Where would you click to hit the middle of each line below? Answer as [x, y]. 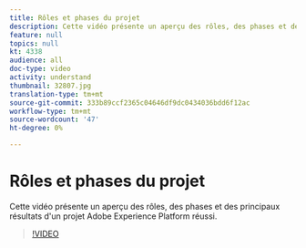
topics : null [34, 43]
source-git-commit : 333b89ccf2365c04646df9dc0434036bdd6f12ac [130, 103]
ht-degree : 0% [36, 129]
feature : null [36, 35]
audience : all [36, 60]
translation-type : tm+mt [56, 94]
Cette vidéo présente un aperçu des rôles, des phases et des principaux [145, 206]
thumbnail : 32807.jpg [51, 86]
